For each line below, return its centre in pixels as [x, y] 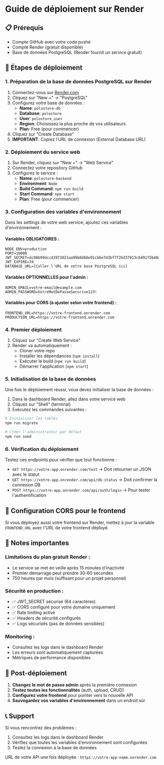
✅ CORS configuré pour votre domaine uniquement [64, 607]
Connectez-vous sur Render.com [45, 92]
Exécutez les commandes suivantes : [49, 410]
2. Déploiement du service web [43, 152]
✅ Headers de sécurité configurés [47, 618]
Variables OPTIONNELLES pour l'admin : [47, 277]
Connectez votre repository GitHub [47, 168]
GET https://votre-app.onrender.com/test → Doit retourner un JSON [82, 469]
